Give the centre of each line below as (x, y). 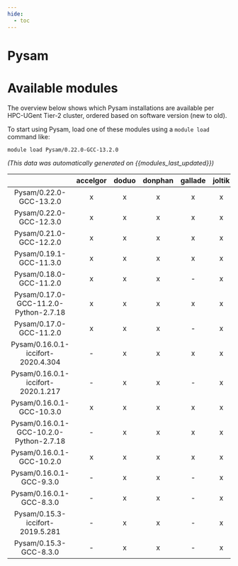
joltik (221, 180)
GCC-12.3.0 (40, 222)
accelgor (91, 180)
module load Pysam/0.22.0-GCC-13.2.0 (63, 150)
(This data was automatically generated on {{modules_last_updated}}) (111, 163)
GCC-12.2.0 (40, 242)
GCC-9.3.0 (40, 481)
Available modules (63, 88)
